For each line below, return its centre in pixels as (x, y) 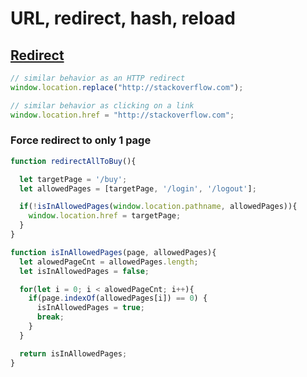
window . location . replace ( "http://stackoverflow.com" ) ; (127, 87)
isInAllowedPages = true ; (90, 308)
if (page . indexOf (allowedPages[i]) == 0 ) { (118, 298)
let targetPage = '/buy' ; (73, 179)
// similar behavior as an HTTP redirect (98, 78)
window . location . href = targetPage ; (105, 216)
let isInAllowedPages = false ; (84, 271)
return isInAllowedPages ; (73, 353)
